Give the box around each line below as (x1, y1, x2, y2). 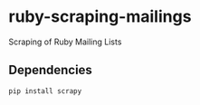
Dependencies (8, 62, 92, 78)
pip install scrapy (8, 86, 82, 96)
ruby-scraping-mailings (8, 6, 192, 27)
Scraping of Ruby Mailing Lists (8, 36, 122, 47)
